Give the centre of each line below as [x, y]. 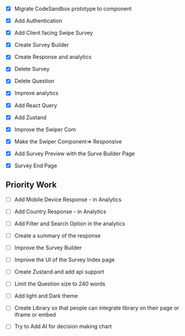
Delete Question [34, 81]
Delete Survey [32, 69]
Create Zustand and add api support [59, 272]
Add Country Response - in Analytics [60, 211]
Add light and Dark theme [46, 296]
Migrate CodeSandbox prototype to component [73, 9]
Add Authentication [38, 21]
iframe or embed [35, 315]
